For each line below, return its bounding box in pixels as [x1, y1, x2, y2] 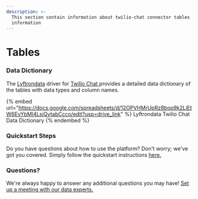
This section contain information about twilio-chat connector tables [11, 14, 190, 20]
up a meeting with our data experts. [6, 186, 93, 193]
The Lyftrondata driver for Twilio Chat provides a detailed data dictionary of [6, 80, 191, 87]
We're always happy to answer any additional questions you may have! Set [6, 179, 189, 187]
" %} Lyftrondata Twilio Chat [120, 110, 190, 118]
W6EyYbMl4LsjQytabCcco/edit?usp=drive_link [6, 110, 121, 118]
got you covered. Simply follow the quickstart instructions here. [6, 151, 162, 159]
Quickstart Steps [6, 131, 56, 140]
